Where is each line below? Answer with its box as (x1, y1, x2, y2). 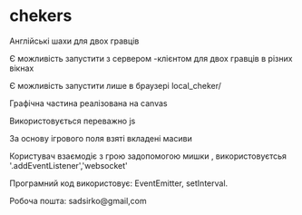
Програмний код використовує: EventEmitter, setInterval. (9, 178, 229, 189)
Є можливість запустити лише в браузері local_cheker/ (9, 80, 222, 91)
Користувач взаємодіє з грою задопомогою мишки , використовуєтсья (9, 151, 287, 161)
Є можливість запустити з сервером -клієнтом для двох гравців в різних (9, 53, 293, 64)
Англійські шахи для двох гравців (9, 35, 140, 46)
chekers (9, 5, 73, 26)
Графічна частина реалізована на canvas (9, 97, 168, 109)
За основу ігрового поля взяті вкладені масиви (9, 132, 192, 143)
